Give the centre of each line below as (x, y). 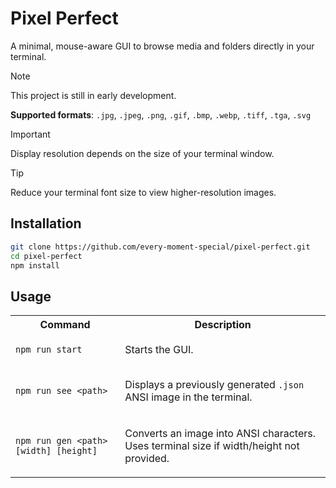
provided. (147, 459)
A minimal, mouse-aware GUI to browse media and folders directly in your (162, 46)
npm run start (49, 350)
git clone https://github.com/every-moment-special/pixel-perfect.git (160, 247)
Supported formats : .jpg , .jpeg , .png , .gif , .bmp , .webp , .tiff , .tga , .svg (161, 114)
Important (30, 134)
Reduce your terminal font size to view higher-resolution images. (143, 192)
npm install (35, 265)
